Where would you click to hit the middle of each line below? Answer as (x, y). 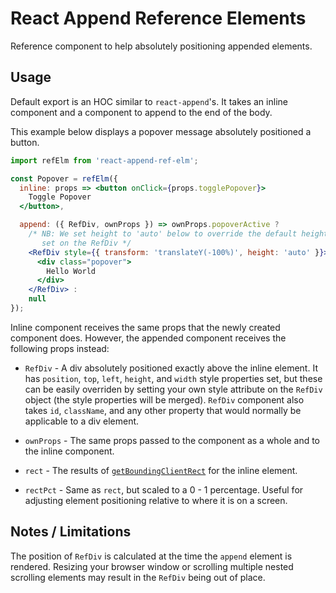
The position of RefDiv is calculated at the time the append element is (151, 556)
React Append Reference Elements (158, 18)
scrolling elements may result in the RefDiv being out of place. (138, 577)
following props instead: (60, 348)
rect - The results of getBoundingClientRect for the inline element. (161, 470)
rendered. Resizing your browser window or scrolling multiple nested (152, 566)
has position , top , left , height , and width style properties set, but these (173, 378)
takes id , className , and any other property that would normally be (163, 410)
